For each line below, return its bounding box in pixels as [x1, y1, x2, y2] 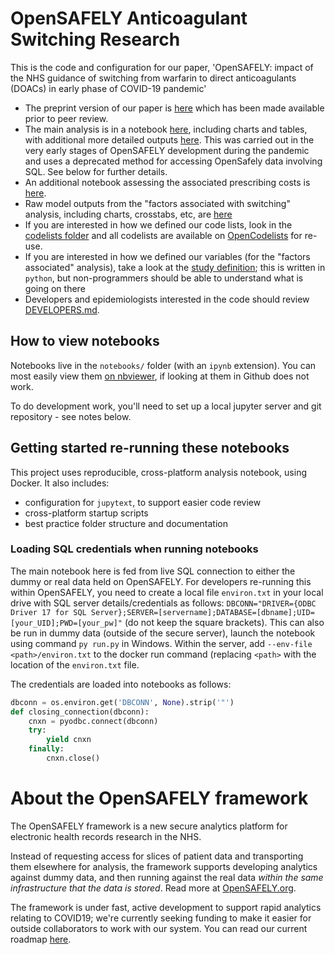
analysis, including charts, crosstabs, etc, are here [24, 208, 233, 220]
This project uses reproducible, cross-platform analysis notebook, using [10, 466, 308, 478]
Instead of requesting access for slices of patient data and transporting [10, 850, 304, 862]
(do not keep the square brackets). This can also [124, 616, 325, 628]
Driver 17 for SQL [10, 607, 87, 617]
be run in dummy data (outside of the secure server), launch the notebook [10, 627, 316, 639]
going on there [24, 282, 86, 294]
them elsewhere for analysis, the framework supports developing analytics [10, 860, 318, 872]
